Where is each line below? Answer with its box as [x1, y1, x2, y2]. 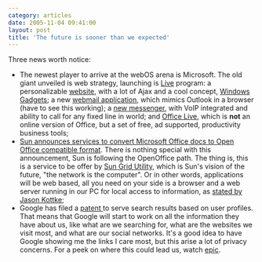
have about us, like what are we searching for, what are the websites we [19, 220, 253, 230]
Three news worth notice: [8, 55, 92, 64]
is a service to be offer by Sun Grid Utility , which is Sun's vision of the [19, 162, 246, 171]
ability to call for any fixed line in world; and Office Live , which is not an [19, 111, 251, 122]
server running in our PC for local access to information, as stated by [19, 187, 243, 196]
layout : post [8, 26, 51, 34]
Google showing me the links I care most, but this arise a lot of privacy [19, 237, 247, 246]
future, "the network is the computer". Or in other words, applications [19, 170, 244, 180]
